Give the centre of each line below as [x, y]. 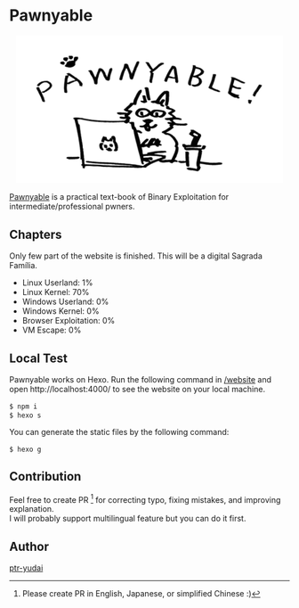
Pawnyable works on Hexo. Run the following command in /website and [141, 379]
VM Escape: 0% [52, 330]
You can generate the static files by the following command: [119, 431]
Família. [24, 266]
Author [29, 546]
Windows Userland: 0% [65, 302]
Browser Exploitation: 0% [69, 321]
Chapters [36, 234]
